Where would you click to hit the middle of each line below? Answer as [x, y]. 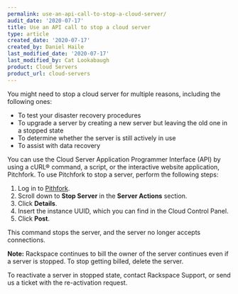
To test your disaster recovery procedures [79, 115]
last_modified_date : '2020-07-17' [59, 54]
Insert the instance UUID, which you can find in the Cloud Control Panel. [123, 211]
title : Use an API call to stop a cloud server [79, 27]
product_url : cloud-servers [49, 73]
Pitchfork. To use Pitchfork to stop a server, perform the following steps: [113, 174]
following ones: [29, 101]
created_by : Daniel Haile [45, 47]
